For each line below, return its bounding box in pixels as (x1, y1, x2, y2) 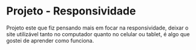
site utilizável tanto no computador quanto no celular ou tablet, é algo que (6, 30, 190, 37)
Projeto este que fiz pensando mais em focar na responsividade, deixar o (6, 24, 189, 31)
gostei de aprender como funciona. (6, 37, 94, 44)
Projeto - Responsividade (6, 4, 136, 18)
